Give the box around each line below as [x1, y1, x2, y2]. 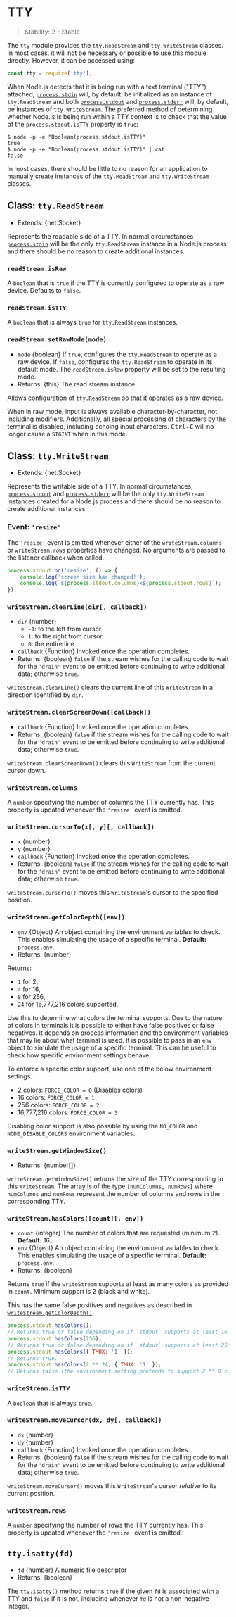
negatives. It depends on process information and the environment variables [7, 1028, 228, 1037]
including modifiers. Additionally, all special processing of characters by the [7, 415, 227, 423]
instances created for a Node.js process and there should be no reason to [7, 497, 221, 505]
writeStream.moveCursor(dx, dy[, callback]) [7, 1416, 162, 1424]
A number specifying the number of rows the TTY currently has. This [7, 1521, 204, 1530]
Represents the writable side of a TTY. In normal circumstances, [7, 482, 193, 491]
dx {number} [17, 1430, 54, 1439]
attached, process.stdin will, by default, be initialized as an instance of [7, 89, 212, 99]
